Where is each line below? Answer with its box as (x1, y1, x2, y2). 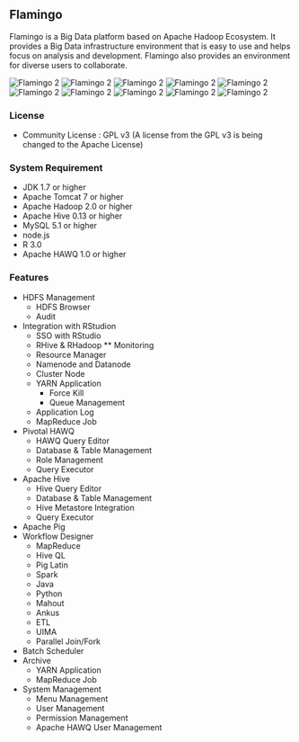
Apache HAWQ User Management (35, 721, 163, 732)
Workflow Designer (22, 531, 94, 541)
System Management (22, 684, 101, 694)
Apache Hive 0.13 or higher (22, 210, 123, 221)
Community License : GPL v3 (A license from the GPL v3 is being (22, 130, 263, 140)
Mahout (35, 597, 65, 608)
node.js (22, 229, 51, 241)
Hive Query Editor (35, 483, 102, 494)
